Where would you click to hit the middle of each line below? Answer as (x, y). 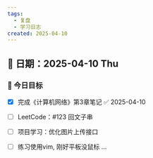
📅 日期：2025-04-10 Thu (63, 64)
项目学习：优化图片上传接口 (58, 132)
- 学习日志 (27, 27)
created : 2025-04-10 (38, 33)
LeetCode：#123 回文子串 (55, 117)
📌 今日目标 (25, 85)
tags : (15, 14)
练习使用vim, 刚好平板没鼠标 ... (62, 147)
